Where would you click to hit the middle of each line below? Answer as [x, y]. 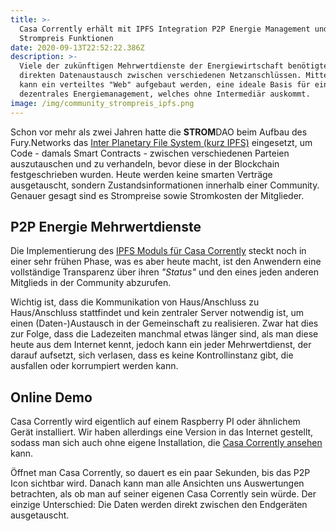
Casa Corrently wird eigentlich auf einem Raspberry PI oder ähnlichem [155, 422]
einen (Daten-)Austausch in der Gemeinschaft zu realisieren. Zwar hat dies [164, 323]
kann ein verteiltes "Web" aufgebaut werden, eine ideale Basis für [165, 85]
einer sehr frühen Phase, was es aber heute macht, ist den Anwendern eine [166, 262]
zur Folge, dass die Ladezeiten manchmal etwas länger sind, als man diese [164, 334]
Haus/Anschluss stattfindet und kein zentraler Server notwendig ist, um [157, 313]
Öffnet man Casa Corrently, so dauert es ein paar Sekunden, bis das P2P [160, 473]
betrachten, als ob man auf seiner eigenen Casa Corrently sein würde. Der [163, 494]
